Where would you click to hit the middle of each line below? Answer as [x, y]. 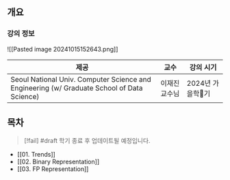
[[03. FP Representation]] [53, 169]
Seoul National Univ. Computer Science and [81, 79]
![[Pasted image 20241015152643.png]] [63, 49]
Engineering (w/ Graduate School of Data [77, 88]
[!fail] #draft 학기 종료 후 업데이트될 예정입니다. [87, 140]
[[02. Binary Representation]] [58, 161]
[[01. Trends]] [36, 154]
